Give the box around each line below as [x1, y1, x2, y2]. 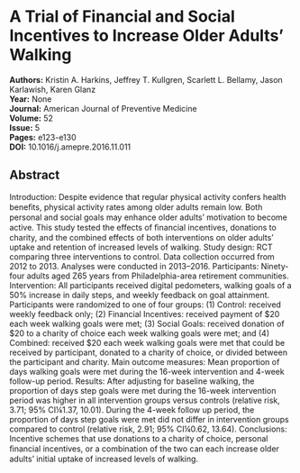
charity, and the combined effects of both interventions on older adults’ [9, 232, 274, 242]
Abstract [9, 168, 60, 183]
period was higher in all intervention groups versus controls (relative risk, [9, 395, 281, 405]
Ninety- [260, 260, 289, 271]
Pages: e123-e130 [9, 132, 77, 142]
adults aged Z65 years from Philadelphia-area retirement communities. [26, 270, 290, 281]
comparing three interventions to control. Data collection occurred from [9, 250, 275, 262]
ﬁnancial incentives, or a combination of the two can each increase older [9, 443, 279, 454]
